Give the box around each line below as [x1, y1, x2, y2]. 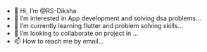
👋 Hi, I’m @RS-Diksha [13, 7, 77, 15]
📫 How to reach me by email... [13, 37, 104, 45]
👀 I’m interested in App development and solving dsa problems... [13, 14, 201, 22]
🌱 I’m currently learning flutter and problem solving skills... [13, 22, 184, 30]
